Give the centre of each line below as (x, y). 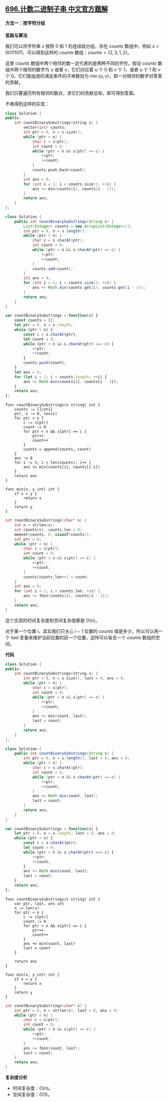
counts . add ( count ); (52, 269)
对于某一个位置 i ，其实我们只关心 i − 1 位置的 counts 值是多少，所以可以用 (82, 631)
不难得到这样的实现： (27, 104)
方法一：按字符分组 (25, 23)
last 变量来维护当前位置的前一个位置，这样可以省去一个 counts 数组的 (83, 637)
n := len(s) (27, 908)
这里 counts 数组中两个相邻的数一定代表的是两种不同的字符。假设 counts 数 (84, 63)
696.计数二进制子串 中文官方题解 (57, 9)
